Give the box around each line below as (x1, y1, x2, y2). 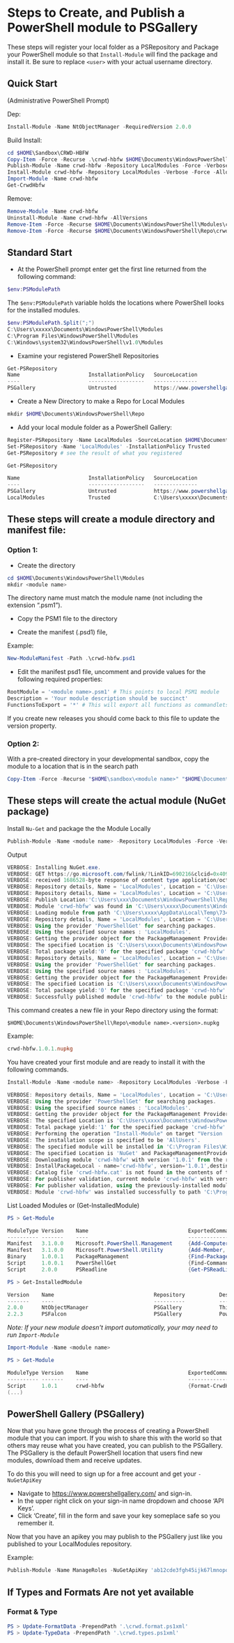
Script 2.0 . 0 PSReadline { (7, 1266, 192, 1273)
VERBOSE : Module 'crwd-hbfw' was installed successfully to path (7, 1189, 201, 1195)
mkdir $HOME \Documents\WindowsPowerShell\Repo (7, 411, 145, 418)
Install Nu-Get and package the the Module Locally (7, 824, 151, 832)
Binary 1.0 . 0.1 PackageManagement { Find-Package (7, 1253, 229, 1260)
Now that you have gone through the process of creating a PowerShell (7, 1427, 209, 1435)
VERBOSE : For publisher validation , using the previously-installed (7, 1182, 210, 1189)
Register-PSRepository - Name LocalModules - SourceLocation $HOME (7, 436, 201, 443)
